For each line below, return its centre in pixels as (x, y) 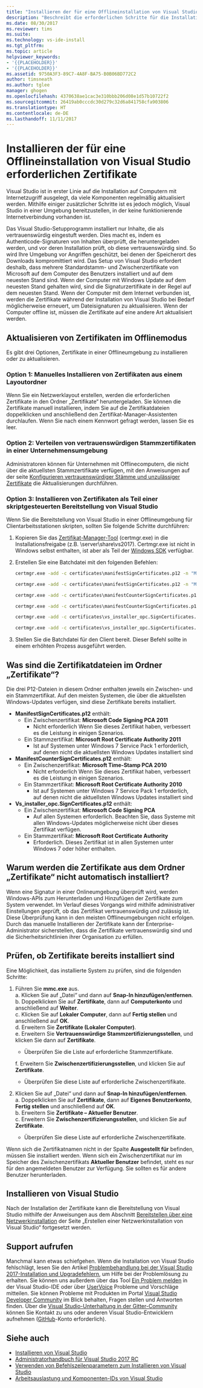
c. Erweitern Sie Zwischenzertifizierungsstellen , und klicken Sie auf (101, 1119)
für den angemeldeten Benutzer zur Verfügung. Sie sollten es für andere (96, 1168)
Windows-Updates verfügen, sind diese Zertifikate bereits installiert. (91, 702)
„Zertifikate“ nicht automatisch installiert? (88, 877)
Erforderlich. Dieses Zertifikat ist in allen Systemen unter (103, 842)
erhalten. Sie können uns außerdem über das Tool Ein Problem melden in (97, 1280)
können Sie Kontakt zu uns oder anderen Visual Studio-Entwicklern (90, 1313)
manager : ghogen (27, 91)
